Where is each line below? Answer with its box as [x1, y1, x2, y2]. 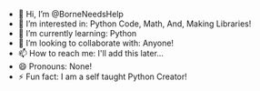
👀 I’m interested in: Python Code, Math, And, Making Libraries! [17, 18, 252, 29]
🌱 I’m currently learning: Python [17, 28, 137, 38]
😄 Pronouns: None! [17, 61, 93, 72]
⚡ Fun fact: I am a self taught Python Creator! [17, 71, 188, 82]
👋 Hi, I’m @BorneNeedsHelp [17, 9, 125, 19]
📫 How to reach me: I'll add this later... [17, 48, 164, 58]
